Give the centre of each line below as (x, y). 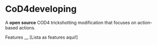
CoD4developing (41, 9)
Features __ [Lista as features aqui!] (42, 37)
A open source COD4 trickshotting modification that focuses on (71, 22)
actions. (27, 27)
